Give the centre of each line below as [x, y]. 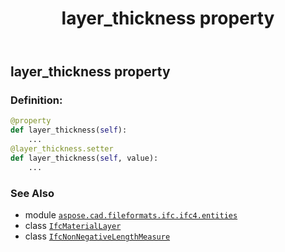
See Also [32, 193]
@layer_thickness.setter [62, 149]
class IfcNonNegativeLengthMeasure [97, 236]
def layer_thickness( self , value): [84, 158]
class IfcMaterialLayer [73, 226]
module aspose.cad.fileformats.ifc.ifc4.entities [131, 215]
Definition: [36, 100]
